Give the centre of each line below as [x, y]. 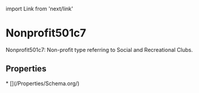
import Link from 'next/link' [39, 9]
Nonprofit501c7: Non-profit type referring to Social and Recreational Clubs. [99, 50]
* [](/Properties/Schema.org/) [43, 83]
